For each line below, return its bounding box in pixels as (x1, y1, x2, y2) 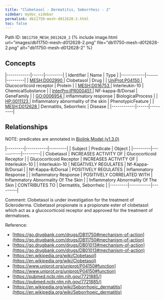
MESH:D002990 (29, 77, 63, 84)
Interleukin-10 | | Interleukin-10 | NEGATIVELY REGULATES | (5, 161, 126, 167)
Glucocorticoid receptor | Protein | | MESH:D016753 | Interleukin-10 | (5, 83, 144, 89)
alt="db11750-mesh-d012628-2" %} (20, 45, 93, 51)
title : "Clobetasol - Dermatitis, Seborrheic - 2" (5, 7, 111, 12)
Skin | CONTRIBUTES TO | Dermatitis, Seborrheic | (5, 182, 108, 188)
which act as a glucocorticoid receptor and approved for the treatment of (5, 207, 153, 213)
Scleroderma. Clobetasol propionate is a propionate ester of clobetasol (5, 202, 149, 208)
